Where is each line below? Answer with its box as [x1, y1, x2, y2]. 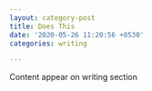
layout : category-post [9, 13, 96, 23]
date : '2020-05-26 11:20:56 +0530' [9, 30, 145, 39]
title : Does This [9, 22, 76, 31]
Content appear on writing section [9, 72, 138, 83]
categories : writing [9, 38, 88, 48]
